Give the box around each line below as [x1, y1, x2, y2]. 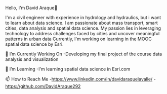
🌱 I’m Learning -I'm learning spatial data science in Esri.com [5, 66, 131, 72]
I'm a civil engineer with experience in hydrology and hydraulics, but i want [5, 15, 161, 20]
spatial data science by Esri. [5, 41, 64, 47]
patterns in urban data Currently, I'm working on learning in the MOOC [5, 36, 152, 42]
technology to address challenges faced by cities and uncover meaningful [5, 31, 160, 36]
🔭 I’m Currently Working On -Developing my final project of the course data [5, 51, 162, 57]
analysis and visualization [5, 56, 59, 62]
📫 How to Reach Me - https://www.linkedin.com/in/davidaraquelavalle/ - [5, 76, 156, 82]
